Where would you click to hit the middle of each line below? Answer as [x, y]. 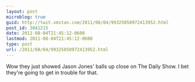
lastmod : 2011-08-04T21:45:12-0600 [49, 39]
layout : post [22, 11]
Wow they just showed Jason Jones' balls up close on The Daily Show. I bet [97, 66]
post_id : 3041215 [27, 28]
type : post [19, 45]
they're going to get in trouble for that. [52, 72]
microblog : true [26, 17]
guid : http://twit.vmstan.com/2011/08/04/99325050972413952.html [87, 22]
